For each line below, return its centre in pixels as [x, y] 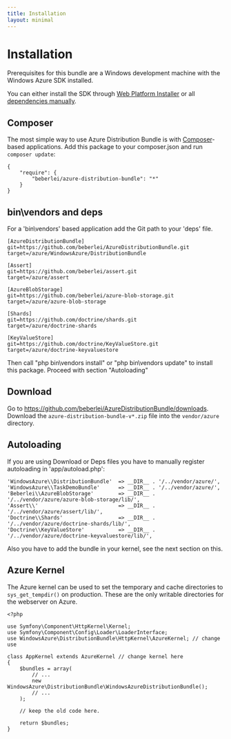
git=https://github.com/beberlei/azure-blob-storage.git [91, 296]
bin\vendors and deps [55, 212]
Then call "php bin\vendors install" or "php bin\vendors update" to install [110, 363]
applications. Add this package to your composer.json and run [115, 147]
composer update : [31, 154]
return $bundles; [44, 723]
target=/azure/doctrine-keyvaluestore [63, 350]
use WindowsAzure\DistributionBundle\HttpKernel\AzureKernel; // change [114, 638]
